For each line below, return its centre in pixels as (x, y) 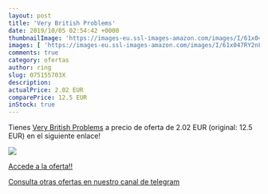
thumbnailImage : (35, 38)
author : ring (30, 68)
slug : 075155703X (37, 75)
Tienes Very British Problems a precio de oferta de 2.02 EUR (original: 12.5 (130, 128)
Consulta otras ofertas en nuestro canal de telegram (94, 182)
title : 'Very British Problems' (62, 23)
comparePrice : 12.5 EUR (48, 97)
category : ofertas (39, 61)
